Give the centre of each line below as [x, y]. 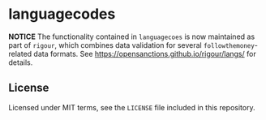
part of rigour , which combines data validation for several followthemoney [132, 45]
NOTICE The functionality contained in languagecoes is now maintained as [132, 36]
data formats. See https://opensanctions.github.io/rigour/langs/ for [145, 54]
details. [21, 62]
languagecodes [62, 14]
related [20, 54]
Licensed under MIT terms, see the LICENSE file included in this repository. [132, 107]
